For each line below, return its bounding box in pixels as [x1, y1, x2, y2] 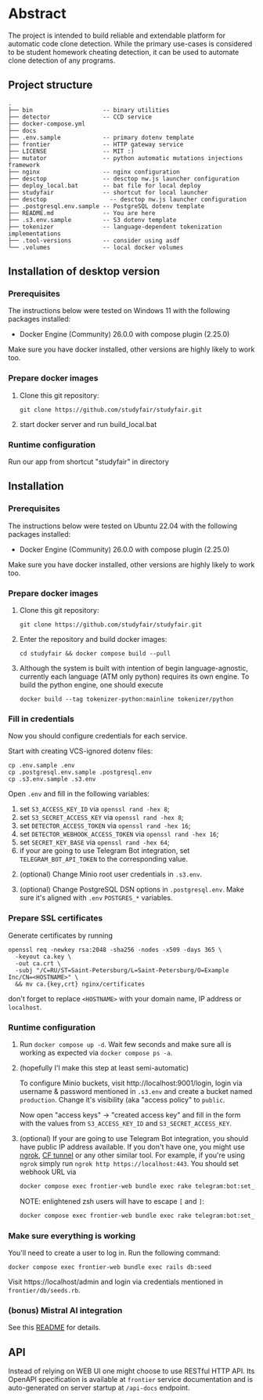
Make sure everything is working [8, 1230, 136, 1241]
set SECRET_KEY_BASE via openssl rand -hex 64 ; [19, 837, 170, 848]
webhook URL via [19, 1167, 77, 1176]
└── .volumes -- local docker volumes [8, 243, 184, 251]
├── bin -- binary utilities [8, 106, 170, 114]
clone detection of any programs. [8, 56, 116, 65]
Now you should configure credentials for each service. [8, 731, 188, 741]
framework [8, 161, 41, 169]
